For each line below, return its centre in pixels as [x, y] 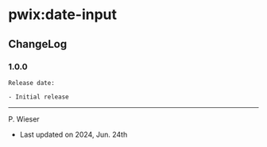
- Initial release [39, 97]
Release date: [32, 83]
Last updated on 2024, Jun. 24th [74, 134]
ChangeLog [38, 44]
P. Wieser [24, 119]
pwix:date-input [63, 15]
